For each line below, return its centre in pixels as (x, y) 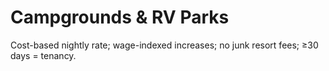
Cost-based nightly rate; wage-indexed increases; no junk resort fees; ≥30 (164, 45)
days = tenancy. (43, 55)
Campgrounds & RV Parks (120, 17)
